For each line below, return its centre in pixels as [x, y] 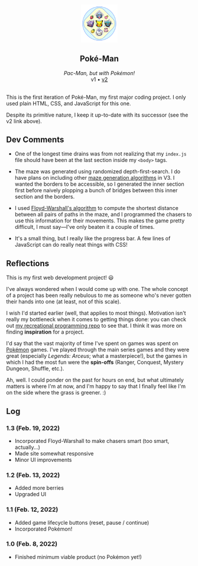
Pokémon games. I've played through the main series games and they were [98, 350]
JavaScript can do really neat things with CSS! [71, 245]
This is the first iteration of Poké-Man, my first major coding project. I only [96, 97]
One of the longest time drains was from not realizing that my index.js [101, 154]
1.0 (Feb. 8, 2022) [32, 544]
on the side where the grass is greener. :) [56, 393]
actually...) [27, 447]
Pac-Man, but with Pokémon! [99, 73]
